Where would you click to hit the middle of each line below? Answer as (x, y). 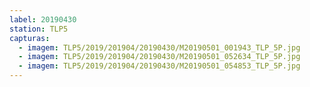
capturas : (30, 38)
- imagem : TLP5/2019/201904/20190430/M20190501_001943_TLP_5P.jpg (159, 47)
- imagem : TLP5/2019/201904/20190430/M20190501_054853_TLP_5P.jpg (159, 66)
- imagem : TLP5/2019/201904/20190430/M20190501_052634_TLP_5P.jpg (159, 57)
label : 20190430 (43, 19)
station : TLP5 (39, 29)
